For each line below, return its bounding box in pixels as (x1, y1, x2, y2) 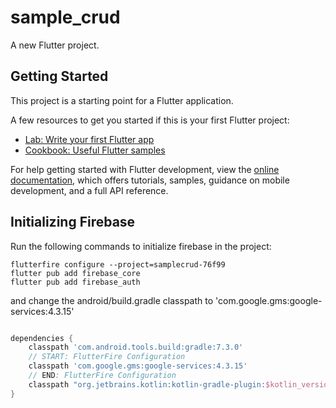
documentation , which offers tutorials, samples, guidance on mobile (10, 174, 290, 186)
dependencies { (10, 333, 74, 343)
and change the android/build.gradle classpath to (10, 294, 214, 306)
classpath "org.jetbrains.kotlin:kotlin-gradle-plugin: (28, 379, 267, 390)
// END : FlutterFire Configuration (28, 371, 177, 381)
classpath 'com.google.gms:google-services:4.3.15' (28, 361, 248, 371)
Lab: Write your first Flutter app (24, 133, 155, 145)
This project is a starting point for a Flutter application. (10, 94, 234, 106)
